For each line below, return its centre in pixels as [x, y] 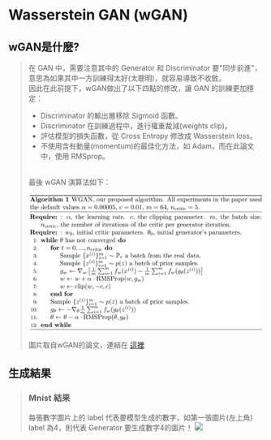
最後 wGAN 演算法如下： [69, 182]
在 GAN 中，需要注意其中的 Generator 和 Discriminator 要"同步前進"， [145, 68]
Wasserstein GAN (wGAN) [98, 15]
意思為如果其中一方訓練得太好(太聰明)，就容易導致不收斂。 [127, 78]
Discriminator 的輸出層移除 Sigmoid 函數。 [111, 116]
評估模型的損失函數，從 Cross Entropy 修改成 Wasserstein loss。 [148, 136]
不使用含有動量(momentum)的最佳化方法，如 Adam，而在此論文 [147, 146]
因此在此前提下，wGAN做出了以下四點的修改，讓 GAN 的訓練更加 [138, 88]
